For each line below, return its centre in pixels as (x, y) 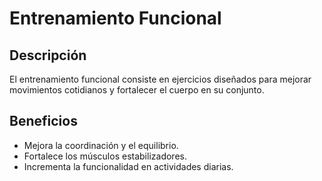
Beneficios (43, 121)
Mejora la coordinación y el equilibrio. (101, 145)
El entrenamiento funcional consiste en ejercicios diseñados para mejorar (160, 79)
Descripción (48, 55)
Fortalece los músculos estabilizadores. (105, 156)
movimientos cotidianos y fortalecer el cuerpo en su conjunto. (137, 90)
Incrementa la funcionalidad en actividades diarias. (128, 166)
